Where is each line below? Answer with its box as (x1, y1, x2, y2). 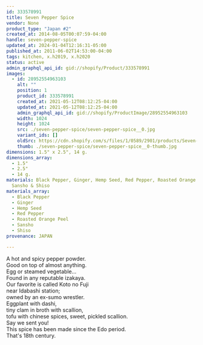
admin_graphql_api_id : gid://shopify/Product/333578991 (6, 65, 150, 71)
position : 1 (17, 87, 47, 93)
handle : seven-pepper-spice (6, 37, 77, 43)
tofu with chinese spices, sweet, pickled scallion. (6, 312, 128, 320)
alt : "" (17, 82, 36, 88)
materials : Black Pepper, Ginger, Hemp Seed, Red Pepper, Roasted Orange (6, 177, 196, 183)
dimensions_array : (6, 154, 53, 160)
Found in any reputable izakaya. (6, 274, 86, 281)
